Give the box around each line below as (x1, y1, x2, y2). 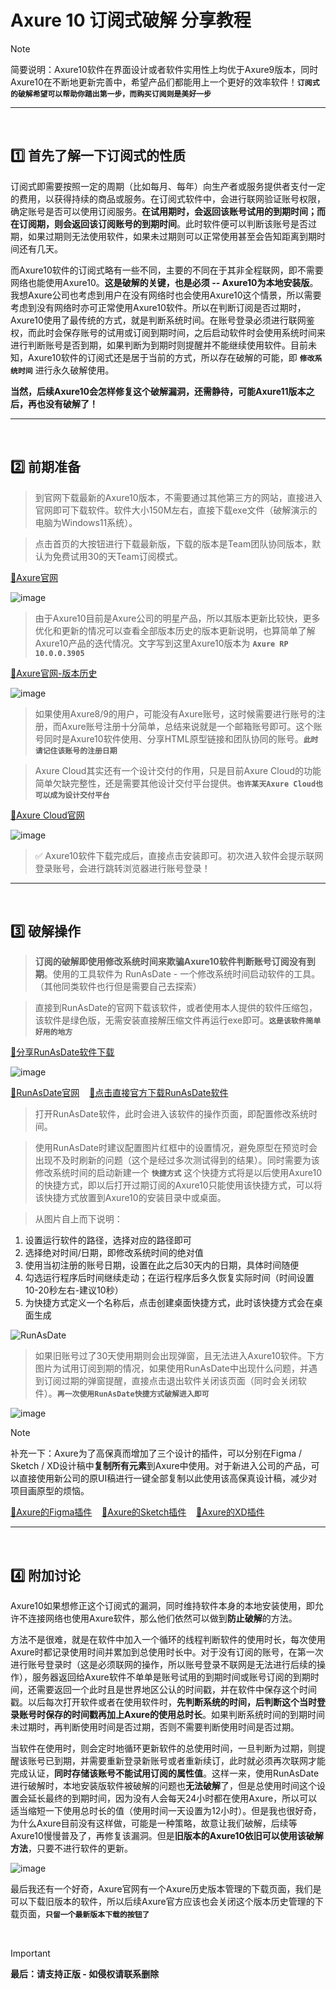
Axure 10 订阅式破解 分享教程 (10, 9, 252, 32)
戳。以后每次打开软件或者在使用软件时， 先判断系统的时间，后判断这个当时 (10, 1696, 317, 1708)
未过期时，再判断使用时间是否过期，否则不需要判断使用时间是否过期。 (10, 1721, 300, 1733)
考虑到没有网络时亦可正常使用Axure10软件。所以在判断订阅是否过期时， (10, 301, 307, 313)
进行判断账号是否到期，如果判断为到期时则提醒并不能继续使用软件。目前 (10, 339, 308, 351)
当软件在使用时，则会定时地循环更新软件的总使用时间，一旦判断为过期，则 (10, 1742, 317, 1755)
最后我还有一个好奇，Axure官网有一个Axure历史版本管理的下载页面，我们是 (10, 1883, 322, 1895)
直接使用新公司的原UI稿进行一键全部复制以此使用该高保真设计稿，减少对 (18, 1472, 318, 1485)
